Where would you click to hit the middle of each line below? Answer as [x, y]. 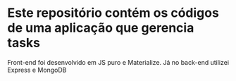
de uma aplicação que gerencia [101, 28]
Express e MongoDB [37, 70]
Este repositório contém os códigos [113, 13]
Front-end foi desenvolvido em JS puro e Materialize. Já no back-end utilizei [118, 62]
